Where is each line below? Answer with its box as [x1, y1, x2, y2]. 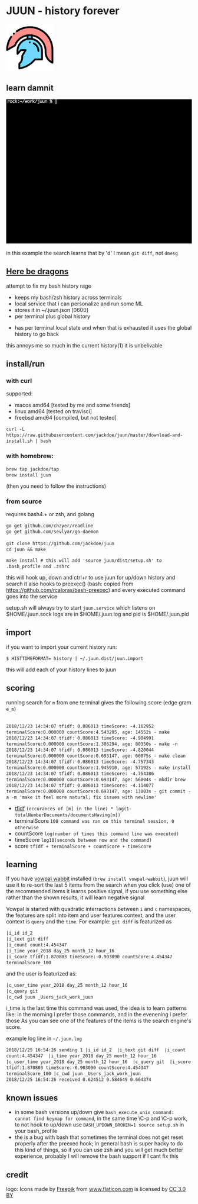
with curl [6, 377, 32, 385]
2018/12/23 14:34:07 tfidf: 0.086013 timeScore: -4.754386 [6, 771, 154, 777]
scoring [6, 683, 35, 693]
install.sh [6, 438, 33, 445]
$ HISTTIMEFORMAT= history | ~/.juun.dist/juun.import [6, 655, 144, 661]
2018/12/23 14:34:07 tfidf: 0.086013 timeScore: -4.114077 [6, 783, 154, 788]
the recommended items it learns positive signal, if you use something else [6, 888, 188, 895]
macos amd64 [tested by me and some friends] [14, 401, 131, 409]
